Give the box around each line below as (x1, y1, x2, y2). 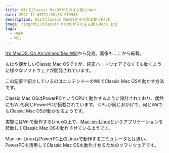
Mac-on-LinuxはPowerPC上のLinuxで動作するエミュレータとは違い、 (5, 135, 150, 142)
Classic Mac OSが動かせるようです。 (9, 107, 87, 114)
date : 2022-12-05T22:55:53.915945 (5, 12, 78, 17)
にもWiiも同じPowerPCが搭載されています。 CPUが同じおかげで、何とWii (5, 101, 158, 107)
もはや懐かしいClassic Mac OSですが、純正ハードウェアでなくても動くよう (5, 61, 162, 67)
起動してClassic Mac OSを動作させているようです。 (5, 125, 113, 131)
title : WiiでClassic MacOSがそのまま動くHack (5, 7, 97, 13)
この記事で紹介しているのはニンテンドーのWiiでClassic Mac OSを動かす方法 (5, 78, 164, 84)
